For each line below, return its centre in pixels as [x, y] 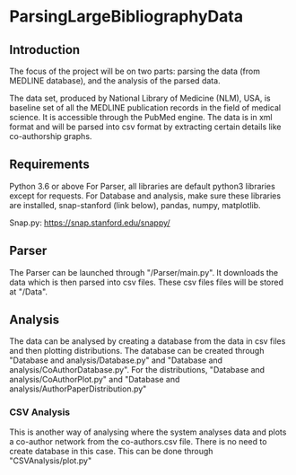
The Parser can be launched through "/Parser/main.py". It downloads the [144, 272]
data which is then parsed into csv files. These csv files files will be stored [147, 282]
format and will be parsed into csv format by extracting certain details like [145, 127]
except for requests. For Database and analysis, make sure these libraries [145, 196]
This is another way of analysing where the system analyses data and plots [148, 432]
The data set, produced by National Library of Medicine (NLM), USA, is [140, 98]
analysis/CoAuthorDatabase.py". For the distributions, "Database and [137, 370]
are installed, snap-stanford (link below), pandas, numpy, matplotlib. [135, 205]
